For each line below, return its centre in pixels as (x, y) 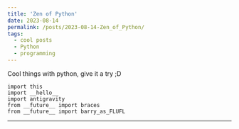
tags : (15, 34)
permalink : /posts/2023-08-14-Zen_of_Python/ (76, 27)
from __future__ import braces (54, 105)
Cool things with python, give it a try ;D (64, 73)
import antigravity (36, 99)
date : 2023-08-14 (33, 21)
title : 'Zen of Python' (43, 14)
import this (25, 86)
